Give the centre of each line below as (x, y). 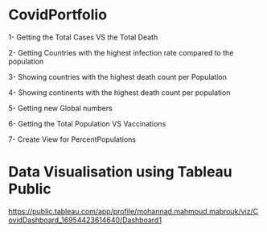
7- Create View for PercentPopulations (72, 139)
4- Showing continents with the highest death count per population (119, 92)
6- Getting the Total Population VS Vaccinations (87, 123)
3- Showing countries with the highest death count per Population (118, 77)
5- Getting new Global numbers (60, 108)
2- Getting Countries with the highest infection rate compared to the (121, 52)
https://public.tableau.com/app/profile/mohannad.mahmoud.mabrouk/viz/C (133, 211)
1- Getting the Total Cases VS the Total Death (83, 37)
